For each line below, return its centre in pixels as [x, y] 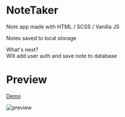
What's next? [22, 49]
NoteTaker [32, 10]
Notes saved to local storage [41, 38]
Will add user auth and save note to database [62, 56]
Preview [27, 80]
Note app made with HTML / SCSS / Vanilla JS [63, 27]
